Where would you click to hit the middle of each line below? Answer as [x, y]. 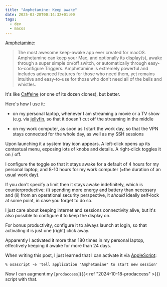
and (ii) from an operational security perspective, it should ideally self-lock [82, 195]
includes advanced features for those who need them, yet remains [86, 74]
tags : [11, 19]
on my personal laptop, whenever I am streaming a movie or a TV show [86, 114]
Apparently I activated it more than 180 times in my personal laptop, [75, 240]
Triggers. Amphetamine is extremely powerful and [97, 69]
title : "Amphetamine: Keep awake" [41, 10]
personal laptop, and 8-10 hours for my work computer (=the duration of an [83, 170]
